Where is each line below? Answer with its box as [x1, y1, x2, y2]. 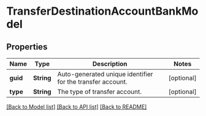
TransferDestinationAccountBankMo [6, 4, 199, 18]
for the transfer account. [57, 78, 128, 86]
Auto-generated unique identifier [57, 70, 153, 78]
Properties [6, 42, 48, 52]
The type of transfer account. [57, 87, 142, 96]
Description [92, 60, 128, 68]
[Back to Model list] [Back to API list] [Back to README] [6, 103, 147, 111]
